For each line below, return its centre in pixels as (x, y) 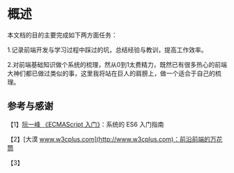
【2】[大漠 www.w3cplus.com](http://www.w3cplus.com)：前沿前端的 (109, 139)
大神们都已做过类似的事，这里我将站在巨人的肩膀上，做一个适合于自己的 (111, 73)
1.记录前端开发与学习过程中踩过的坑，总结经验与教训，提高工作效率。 (107, 50)
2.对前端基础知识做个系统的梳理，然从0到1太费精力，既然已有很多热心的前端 (117, 64)
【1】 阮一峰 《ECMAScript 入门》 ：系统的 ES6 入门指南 (86, 124)
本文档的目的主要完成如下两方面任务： (62, 35)
